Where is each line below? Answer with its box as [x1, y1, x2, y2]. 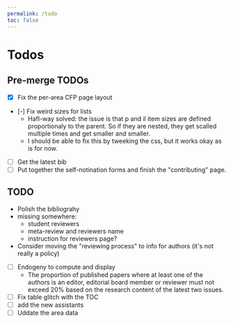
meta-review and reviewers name [27, 227, 124, 235]
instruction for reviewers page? [27, 234, 118, 243]
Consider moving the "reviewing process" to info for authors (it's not [17, 241, 214, 250]
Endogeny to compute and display [17, 262, 116, 271]
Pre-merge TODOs [7, 75, 89, 87]
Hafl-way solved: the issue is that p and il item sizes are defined [27, 114, 211, 123]
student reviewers [27, 219, 80, 227]
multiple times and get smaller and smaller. [27, 129, 151, 137]
